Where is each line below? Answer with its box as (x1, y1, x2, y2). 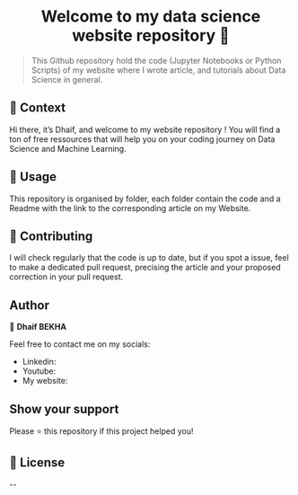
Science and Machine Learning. (9, 143, 127, 154)
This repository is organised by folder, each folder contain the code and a (9, 193, 281, 204)
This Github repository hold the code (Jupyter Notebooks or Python (31, 55, 282, 66)
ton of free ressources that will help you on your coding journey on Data (9, 133, 276, 145)
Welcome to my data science (40, 6, 261, 27)
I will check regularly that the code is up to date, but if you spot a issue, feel (9, 252, 289, 263)
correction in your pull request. (9, 271, 124, 282)
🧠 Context (9, 101, 66, 116)
